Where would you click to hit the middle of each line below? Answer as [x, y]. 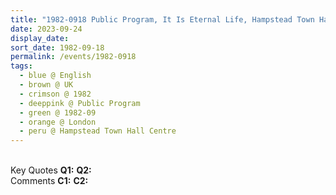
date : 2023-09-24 [46, 29]
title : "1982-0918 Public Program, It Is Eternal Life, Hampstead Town [162, 19]
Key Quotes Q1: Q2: [51, 170]
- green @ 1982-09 [58, 112]
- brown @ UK [46, 85]
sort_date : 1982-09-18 [57, 47]
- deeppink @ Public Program [80, 103]
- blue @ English [55, 76]
